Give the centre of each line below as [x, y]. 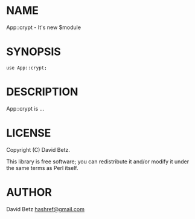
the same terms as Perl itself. [42, 168]
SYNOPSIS [34, 52]
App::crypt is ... [25, 108]
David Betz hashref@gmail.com [46, 209]
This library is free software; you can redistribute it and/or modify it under [98, 162]
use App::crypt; [27, 68]
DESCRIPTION [42, 92]
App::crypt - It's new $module [44, 27]
